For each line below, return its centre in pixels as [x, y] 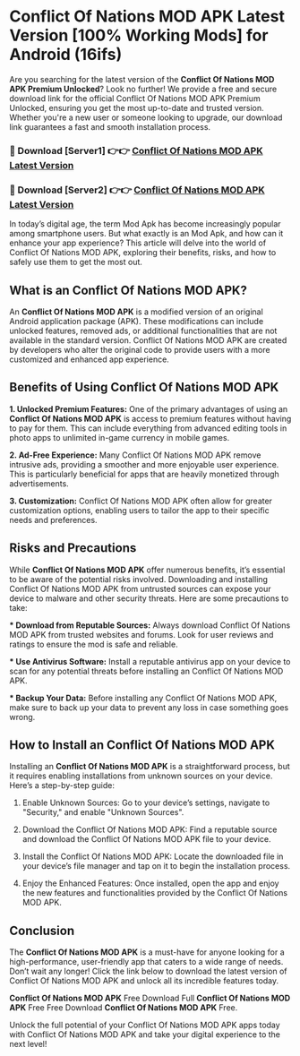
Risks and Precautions [73, 548]
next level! [28, 1044]
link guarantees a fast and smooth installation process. [110, 126]
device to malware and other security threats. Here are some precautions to [149, 598]
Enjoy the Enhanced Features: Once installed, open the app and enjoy [150, 883]
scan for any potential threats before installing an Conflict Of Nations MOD [146, 671]
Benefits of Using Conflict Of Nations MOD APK [144, 387]
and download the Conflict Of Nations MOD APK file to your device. [146, 839]
